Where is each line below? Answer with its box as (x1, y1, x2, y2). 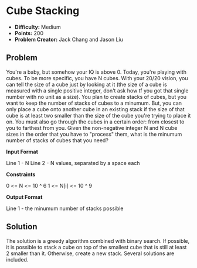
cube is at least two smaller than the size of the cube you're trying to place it (6, 112, 191, 119)
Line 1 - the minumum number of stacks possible (6, 205, 124, 212)
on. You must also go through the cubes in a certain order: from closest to (6, 118, 185, 125)
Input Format (6, 148, 38, 155)
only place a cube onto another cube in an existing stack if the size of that (6, 105, 185, 112)
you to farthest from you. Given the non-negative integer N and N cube (6, 124, 178, 131)
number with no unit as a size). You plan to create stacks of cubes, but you (6, 93, 186, 100)
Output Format (6, 193, 43, 200)
